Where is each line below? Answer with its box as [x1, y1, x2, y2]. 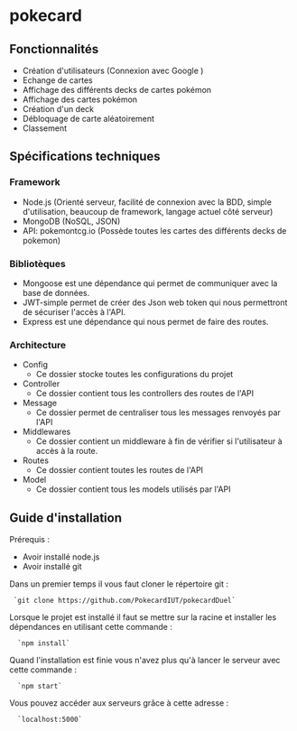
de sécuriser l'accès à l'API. [22, 306, 126, 317]
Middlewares [22, 426, 71, 438]
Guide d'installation [9, 510, 123, 525]
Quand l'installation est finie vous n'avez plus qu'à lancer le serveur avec [9, 655, 281, 666]
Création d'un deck [22, 104, 95, 114]
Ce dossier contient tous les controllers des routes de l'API [35, 388, 255, 399]
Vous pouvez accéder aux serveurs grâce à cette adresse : [9, 698, 229, 708]
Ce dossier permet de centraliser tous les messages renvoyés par [35, 407, 282, 418]
